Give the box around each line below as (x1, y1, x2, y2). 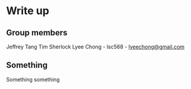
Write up (6, 4, 49, 18)
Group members (6, 28, 68, 38)
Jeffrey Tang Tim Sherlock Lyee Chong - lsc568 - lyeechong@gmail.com (6, 43, 185, 50)
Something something (6, 75, 61, 83)
